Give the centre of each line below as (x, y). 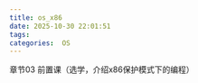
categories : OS (40, 43)
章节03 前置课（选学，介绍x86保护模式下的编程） (102, 69)
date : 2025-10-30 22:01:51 (60, 26)
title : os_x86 (36, 18)
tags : (19, 34)
